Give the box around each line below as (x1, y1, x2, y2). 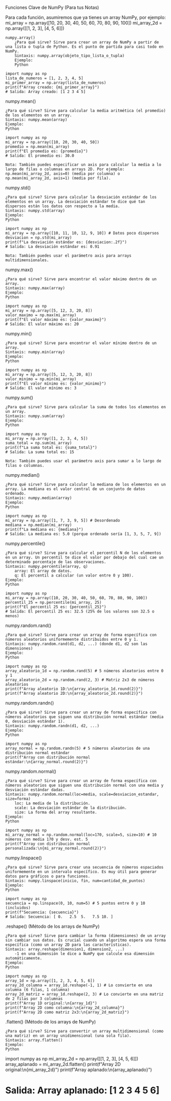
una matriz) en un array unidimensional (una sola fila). (5, 1033, 132, 1038)
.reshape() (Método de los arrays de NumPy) (5, 923, 100, 929)
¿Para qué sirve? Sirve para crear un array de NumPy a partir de (14, 40, 159, 45)
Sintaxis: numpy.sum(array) (5, 413, 66, 419)
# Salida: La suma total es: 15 (5, 449, 74, 455)
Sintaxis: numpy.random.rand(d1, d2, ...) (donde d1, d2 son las (5, 641, 147, 646)
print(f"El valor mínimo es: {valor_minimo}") (5, 381, 106, 386)
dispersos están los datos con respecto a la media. (5, 204, 120, 209)
